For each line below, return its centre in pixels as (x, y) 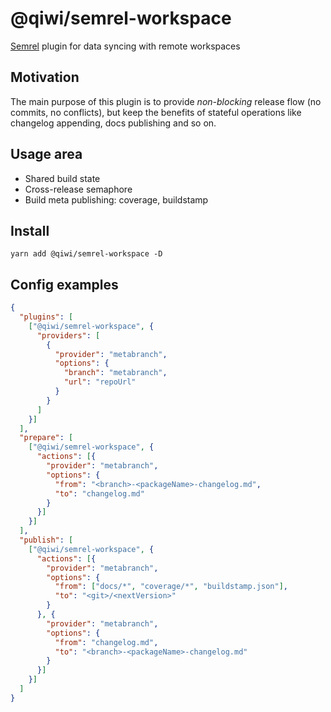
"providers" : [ (68, 335)
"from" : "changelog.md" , (106, 642)
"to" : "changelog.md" (99, 493)
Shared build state (62, 178)
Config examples (64, 284)
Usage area (46, 154)
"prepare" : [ (46, 438)
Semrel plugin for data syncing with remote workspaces (125, 46)
